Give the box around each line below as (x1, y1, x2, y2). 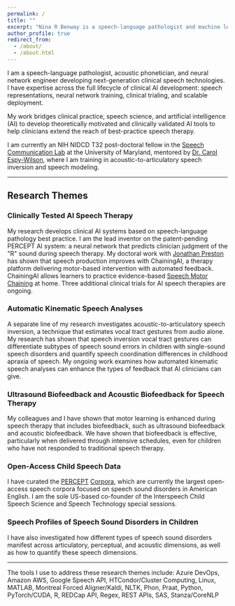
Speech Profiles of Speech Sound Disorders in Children (7, 517, 199, 527)
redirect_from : (7, 36, 52, 43)
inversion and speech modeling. (7, 163, 100, 171)
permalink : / (7, 10, 45, 18)
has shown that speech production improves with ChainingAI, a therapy (7, 257, 213, 265)
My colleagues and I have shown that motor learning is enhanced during (7, 415, 215, 423)
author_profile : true (7, 29, 71, 37)
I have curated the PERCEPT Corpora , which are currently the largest (7, 478, 206, 486)
